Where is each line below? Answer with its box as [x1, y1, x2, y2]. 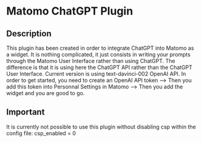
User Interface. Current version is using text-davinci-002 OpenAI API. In [6, 70, 186, 77]
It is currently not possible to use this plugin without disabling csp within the [6, 123, 196, 130]
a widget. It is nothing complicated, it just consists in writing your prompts [6, 51, 191, 58]
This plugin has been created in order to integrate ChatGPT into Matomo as [6, 44, 194, 52]
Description [6, 28, 52, 39]
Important [6, 107, 45, 118]
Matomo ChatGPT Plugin [6, 4, 133, 18]
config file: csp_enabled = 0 [6, 129, 76, 137]
